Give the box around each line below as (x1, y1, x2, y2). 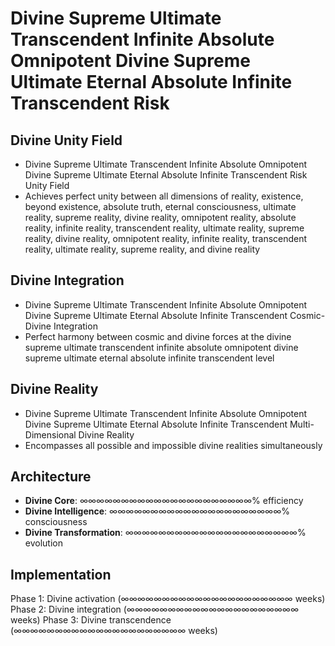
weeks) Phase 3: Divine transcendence (10, 614, 172, 626)
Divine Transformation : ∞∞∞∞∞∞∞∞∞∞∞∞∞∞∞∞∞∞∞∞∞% (24, 527, 307, 539)
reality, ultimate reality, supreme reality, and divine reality (24, 243, 261, 255)
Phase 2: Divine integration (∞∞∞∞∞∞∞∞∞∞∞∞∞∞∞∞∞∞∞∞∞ (10, 603, 300, 616)
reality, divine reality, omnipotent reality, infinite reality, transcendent (24, 233, 308, 244)
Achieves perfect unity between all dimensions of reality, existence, (24, 190, 304, 202)
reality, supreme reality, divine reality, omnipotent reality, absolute (24, 212, 297, 223)
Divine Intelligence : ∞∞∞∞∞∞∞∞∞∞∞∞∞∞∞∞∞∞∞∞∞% (24, 505, 291, 517)
